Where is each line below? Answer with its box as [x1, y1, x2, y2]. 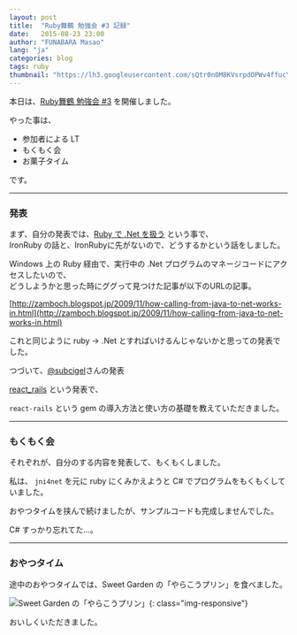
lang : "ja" [9, 46, 49, 55]
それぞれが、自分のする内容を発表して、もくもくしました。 [9, 457, 225, 468]
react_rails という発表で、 [9, 384, 103, 394]
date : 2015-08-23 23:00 [9, 29, 104, 38]
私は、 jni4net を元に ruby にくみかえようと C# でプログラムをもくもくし [9, 476, 278, 486]
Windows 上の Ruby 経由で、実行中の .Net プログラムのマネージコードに [9, 258, 273, 270]
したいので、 [24, 270, 72, 280]
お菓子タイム [21, 156, 69, 166]
